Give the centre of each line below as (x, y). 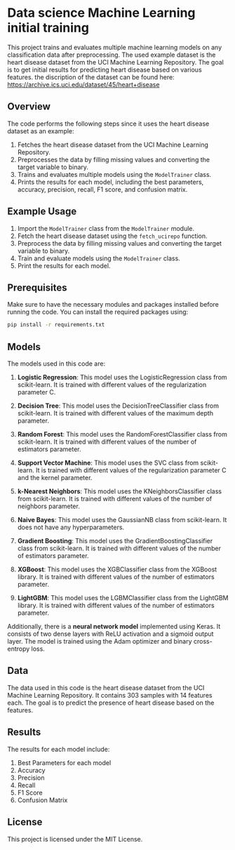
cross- (203, 642)
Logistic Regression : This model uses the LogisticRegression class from (122, 378)
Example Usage (42, 212)
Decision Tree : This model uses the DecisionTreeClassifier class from (118, 406)
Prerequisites (37, 287)
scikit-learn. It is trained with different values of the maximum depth (115, 413)
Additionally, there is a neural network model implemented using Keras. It (114, 627)
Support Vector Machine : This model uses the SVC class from (108, 463)
